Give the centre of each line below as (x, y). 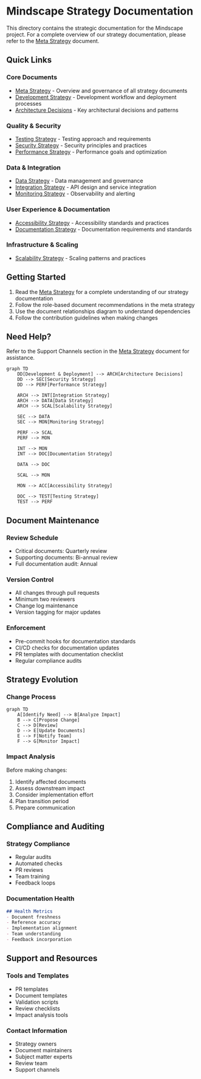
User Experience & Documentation (58, 210)
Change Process (31, 697)
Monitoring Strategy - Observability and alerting (75, 194)
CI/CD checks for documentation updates (67, 648)
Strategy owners (36, 1044)
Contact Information (37, 1030)
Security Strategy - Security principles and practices (81, 145)
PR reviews (29, 870)
